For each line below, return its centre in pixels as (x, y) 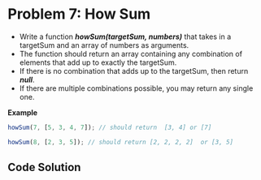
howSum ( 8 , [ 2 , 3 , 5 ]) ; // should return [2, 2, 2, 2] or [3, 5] (121, 142)
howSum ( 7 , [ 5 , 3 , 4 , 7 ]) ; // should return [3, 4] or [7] (110, 127)
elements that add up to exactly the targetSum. (98, 62)
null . (27, 79)
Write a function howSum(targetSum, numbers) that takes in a (125, 36)
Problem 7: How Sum (79, 14)
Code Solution (44, 167)
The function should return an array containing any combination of (131, 54)
